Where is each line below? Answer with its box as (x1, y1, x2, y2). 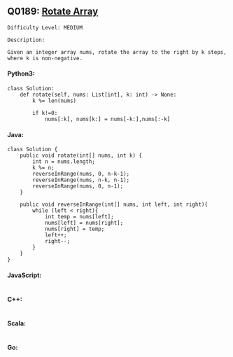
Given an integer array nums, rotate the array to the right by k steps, (7, 48, 227, 55)
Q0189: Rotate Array (7, 6, 99, 17)
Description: (7, 36, 45, 43)
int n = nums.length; (32, 158, 96, 165)
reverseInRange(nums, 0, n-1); (32, 183, 124, 190)
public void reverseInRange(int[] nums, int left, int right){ (20, 201, 209, 209)
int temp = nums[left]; (44, 213, 114, 220)
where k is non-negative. (7, 55, 83, 62)
